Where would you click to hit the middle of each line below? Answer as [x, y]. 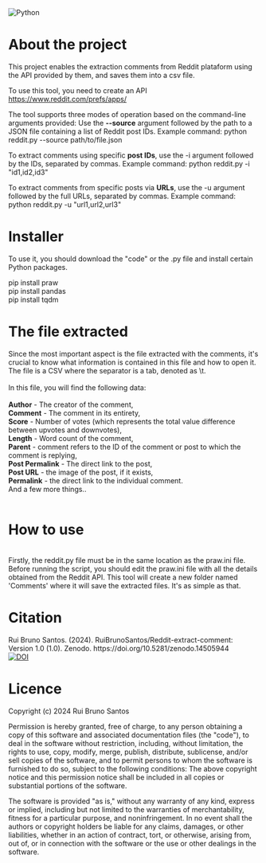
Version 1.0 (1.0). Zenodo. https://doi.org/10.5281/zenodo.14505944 [119, 648]
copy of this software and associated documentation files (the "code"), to [129, 735]
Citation [35, 617]
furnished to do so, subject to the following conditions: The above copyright [133, 768]
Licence [35, 689]
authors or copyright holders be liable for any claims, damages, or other [126, 826]
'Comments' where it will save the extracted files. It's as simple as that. [125, 585]
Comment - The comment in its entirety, [74, 412]
